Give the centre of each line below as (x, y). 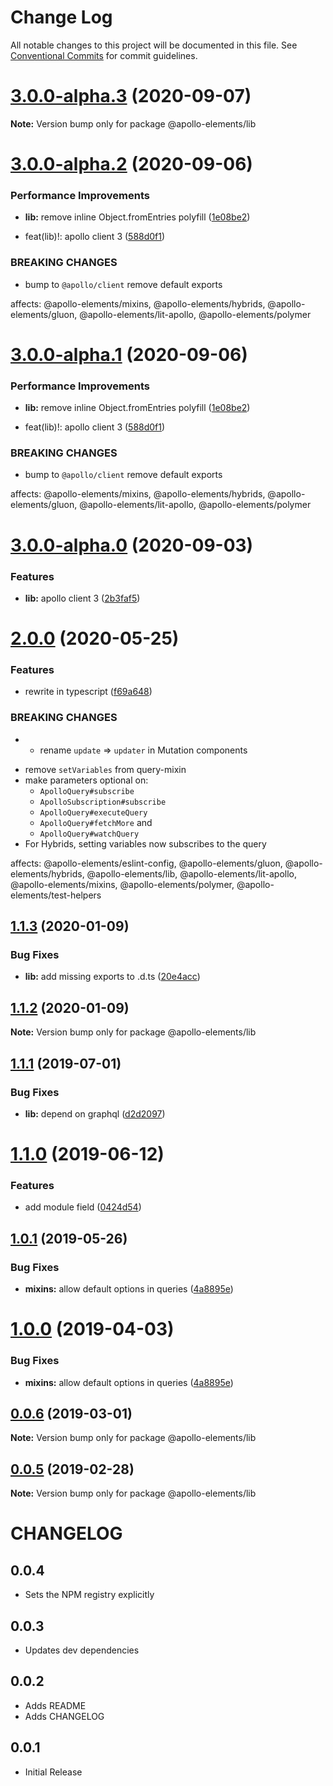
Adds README (55, 1705)
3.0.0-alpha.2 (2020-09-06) (131, 164)
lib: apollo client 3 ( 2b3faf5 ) (82, 598)
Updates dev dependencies (82, 1650)
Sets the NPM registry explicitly (89, 1595)
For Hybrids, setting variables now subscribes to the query (145, 843)
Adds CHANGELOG (64, 1716)
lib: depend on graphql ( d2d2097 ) (95, 1113)
